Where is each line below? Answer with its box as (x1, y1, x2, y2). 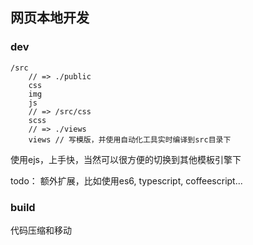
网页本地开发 (10, 9, 90, 27)
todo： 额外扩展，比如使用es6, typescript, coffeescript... (10, 174, 243, 187)
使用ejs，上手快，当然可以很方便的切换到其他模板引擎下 (10, 153, 242, 165)
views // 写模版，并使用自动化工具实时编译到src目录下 (28, 134, 232, 145)
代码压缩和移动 (10, 224, 72, 236)
